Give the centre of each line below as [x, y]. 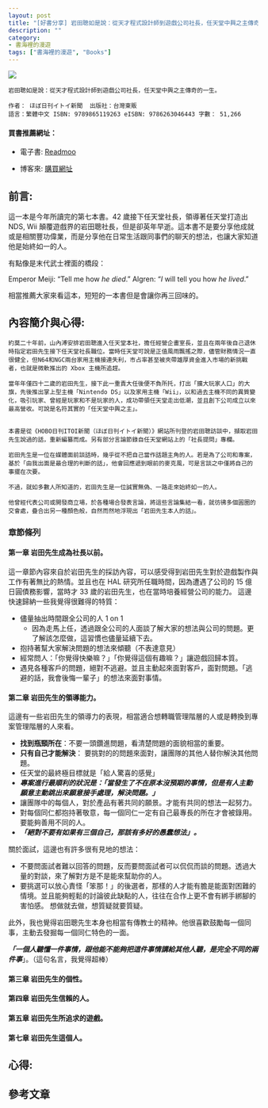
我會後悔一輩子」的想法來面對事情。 [107, 678]
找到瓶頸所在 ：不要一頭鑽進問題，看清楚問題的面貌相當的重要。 [124, 743]
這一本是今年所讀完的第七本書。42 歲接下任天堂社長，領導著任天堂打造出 [128, 217]
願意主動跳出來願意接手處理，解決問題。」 [89, 793]
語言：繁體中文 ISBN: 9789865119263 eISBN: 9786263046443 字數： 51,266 [125, 114]
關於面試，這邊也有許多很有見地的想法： [74, 850]
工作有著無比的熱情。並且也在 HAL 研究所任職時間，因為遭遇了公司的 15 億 [130, 581]
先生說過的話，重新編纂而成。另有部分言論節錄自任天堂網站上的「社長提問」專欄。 [123, 439]
